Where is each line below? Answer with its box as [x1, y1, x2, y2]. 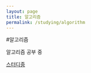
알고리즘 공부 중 [6, 48, 43, 55]
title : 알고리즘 [6, 14, 41, 20]
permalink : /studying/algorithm [6, 19, 85, 25]
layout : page [6, 8, 38, 15]
